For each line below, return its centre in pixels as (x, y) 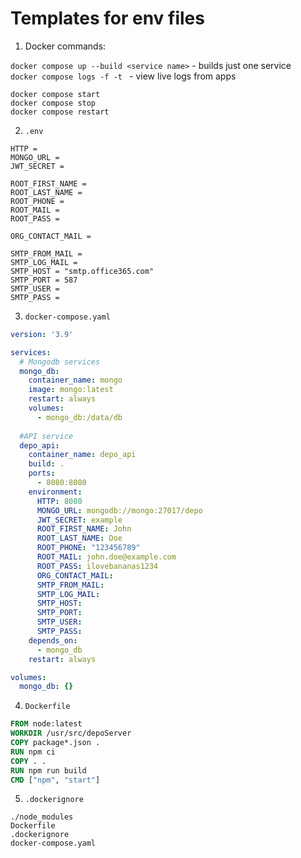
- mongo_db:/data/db (79, 417)
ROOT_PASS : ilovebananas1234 (97, 566)
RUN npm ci (33, 752)
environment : (55, 492)
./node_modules (42, 817)
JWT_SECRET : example (79, 520)
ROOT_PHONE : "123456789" (88, 548)
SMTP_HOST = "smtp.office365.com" (82, 271)
